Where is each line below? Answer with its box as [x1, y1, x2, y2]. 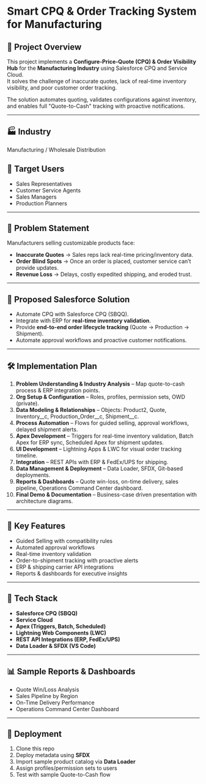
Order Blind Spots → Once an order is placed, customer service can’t [15, 257, 191, 265]
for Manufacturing [7, 17, 103, 31]
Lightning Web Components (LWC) [15, 629, 106, 636]
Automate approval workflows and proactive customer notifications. [15, 337, 187, 344]
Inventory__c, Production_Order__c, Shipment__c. [15, 413, 139, 421]
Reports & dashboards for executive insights [15, 569, 128, 577]
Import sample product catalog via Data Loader [15, 758, 136, 766]
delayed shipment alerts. [15, 426, 78, 433]
